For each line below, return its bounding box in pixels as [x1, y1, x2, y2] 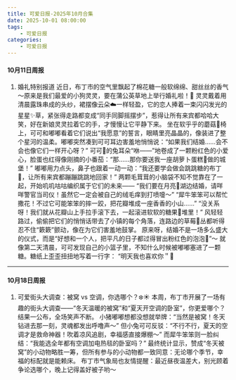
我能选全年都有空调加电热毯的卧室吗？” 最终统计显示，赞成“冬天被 [32, 339, 225, 348]
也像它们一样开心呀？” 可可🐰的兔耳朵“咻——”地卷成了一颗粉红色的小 [23, 146, 223, 155]
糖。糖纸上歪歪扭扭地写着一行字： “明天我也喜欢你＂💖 [17, 252, 174, 260]
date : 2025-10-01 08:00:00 [7, 17, 86, 24]
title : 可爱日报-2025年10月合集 [7, 10, 93, 18]
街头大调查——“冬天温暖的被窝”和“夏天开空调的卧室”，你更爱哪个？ [29, 304, 226, 312]
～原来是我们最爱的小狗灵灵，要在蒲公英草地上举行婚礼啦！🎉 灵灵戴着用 [17, 91, 227, 100]
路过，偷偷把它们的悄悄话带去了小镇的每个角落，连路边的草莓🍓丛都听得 [17, 217, 225, 225]
